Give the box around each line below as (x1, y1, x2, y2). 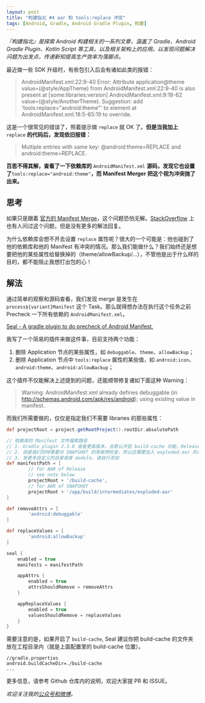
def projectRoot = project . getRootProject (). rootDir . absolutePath (6, 427, 179, 433)
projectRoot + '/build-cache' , (28, 477, 108, 484)
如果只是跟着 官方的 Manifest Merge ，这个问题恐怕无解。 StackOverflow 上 (6, 215, 195, 222)
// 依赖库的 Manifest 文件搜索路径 (6, 438, 87, 444)
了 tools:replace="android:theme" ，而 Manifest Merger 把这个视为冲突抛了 (6, 170, 196, 177)
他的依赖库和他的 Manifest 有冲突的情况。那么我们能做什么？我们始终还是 (6, 243, 192, 251)
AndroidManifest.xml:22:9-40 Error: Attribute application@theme (21, 78, 185, 86)
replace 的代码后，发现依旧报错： (6, 131, 92, 138)
